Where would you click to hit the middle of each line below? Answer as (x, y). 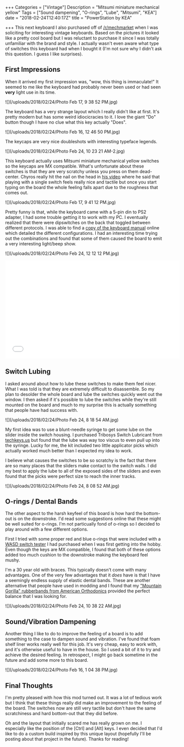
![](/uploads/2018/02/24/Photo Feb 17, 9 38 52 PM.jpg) (62, 102)
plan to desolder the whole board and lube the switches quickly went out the (84, 394)
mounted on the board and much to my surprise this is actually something (81, 405)
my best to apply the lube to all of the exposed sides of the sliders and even (83, 471)
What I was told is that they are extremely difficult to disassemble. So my (80, 389)
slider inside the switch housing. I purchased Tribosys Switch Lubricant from (84, 435)
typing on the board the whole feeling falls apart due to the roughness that (82, 187)
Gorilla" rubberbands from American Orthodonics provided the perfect (78, 591)
